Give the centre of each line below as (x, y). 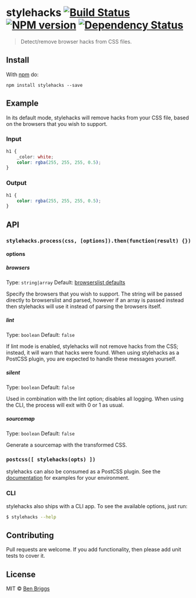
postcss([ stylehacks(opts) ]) (51, 459)
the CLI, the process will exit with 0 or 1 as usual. (65, 405)
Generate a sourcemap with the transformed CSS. (67, 445)
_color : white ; (35, 157)
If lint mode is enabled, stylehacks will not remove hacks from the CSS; (92, 346)
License (21, 574)
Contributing (30, 535)
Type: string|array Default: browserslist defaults (66, 282)
